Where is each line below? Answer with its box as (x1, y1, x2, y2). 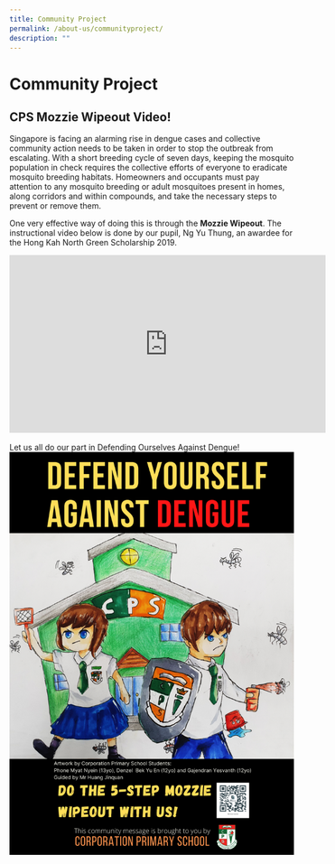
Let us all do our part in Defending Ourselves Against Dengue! (9, 442, 240, 453)
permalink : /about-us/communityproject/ (9, 23, 164, 33)
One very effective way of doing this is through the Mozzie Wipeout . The (9, 218, 282, 229)
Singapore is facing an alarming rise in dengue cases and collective (9, 134, 261, 144)
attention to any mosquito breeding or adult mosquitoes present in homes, (9, 181, 285, 192)
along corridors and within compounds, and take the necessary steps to (9, 190, 277, 202)
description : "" (9, 33, 70, 42)
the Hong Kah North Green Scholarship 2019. (9, 237, 178, 248)
